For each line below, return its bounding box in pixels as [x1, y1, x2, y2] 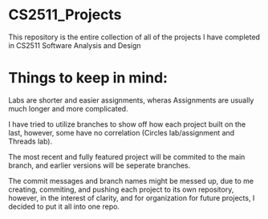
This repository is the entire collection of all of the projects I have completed [8, 32, 261, 42]
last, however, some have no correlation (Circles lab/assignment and [8, 128, 235, 137]
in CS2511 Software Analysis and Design [8, 40, 142, 50]
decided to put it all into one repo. [8, 201, 120, 211]
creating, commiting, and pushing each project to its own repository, [8, 185, 234, 194]
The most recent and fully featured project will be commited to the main [8, 152, 246, 161]
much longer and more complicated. [8, 103, 128, 113]
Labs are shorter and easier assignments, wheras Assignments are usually [8, 95, 254, 105]
